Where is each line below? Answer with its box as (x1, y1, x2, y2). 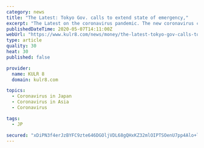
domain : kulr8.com (12, 77, 59, 83)
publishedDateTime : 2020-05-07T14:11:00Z (6, 26, 113, 32)
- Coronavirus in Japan (12, 93, 72, 99)
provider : (6, 65, 32, 71)
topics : (6, 88, 26, 94)
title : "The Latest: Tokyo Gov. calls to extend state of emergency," (6, 15, 189, 21)
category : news (6, 9, 45, 15)
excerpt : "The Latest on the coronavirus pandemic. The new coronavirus (6, 20, 194, 26)
